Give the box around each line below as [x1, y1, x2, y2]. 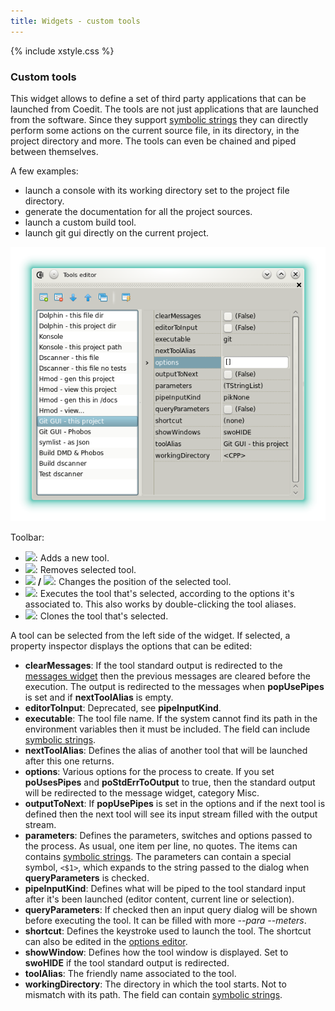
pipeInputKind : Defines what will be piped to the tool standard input [24, 882, 307, 894]
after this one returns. [24, 755, 115, 767]
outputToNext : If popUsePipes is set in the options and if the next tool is [24, 797, 326, 809]
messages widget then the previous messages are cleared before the [24, 670, 312, 682]
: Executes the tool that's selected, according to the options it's [34, 587, 295, 599]
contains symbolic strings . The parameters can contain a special [24, 850, 292, 862]
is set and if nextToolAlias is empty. [24, 691, 174, 703]
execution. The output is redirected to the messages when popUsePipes [24, 680, 325, 692]
